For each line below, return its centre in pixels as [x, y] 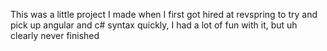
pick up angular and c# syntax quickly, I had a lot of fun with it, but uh [154, 25]
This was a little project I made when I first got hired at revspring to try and [164, 14]
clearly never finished [55, 35]
